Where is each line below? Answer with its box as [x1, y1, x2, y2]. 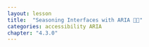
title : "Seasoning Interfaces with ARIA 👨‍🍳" [7, 17, 143, 23]
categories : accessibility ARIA [7, 23, 102, 30]
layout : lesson [7, 10, 52, 17]
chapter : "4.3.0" [7, 29, 58, 37]
